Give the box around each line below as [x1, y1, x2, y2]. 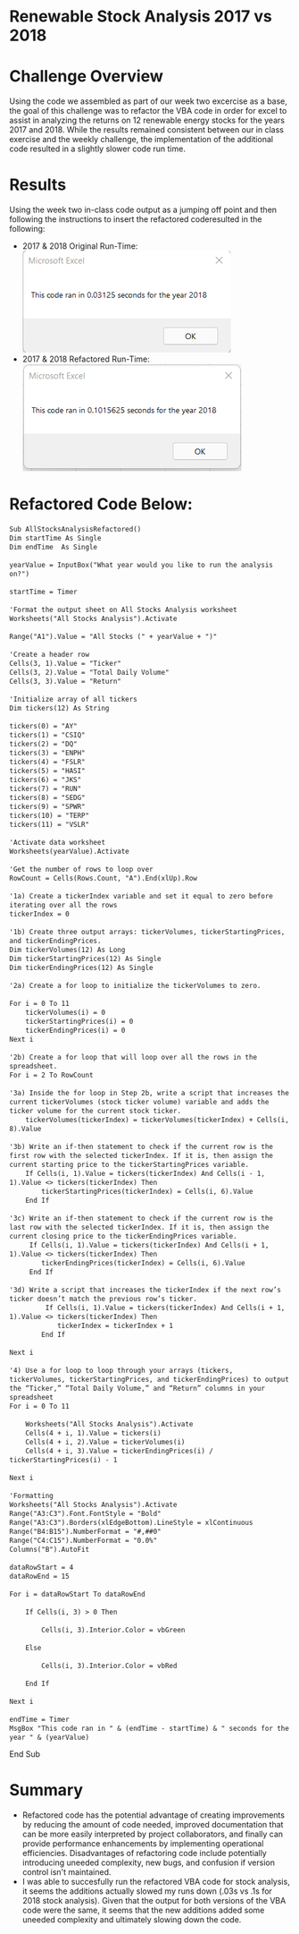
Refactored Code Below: [9, 494, 194, 515]
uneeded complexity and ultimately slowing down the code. [21, 1913, 242, 1925]
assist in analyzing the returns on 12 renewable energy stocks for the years [9, 115, 286, 126]
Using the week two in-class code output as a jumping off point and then [9, 204, 278, 216]
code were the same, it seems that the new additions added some [21, 1904, 265, 1915]
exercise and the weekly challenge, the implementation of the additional [9, 134, 274, 145]
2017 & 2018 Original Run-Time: [21, 241, 138, 251]
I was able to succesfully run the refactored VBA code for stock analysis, [21, 1876, 290, 1887]
